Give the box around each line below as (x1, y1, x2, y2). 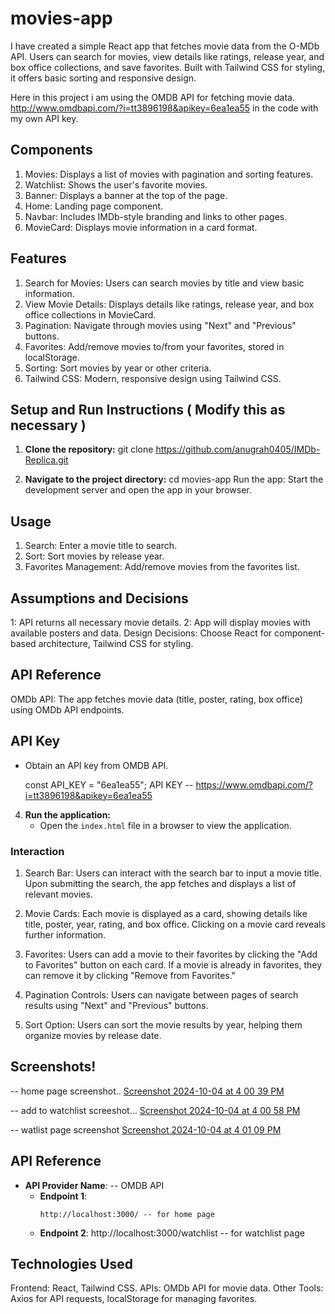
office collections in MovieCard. (24, 308, 157, 321)
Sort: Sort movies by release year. (24, 550, 165, 562)
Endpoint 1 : (39, 1190, 88, 1202)
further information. (24, 928, 107, 941)
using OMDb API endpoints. (10, 703, 125, 716)
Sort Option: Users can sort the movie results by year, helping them (24, 1018, 303, 1031)
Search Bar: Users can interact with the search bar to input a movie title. (24, 867, 322, 879)
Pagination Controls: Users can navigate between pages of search (24, 988, 299, 1001)
